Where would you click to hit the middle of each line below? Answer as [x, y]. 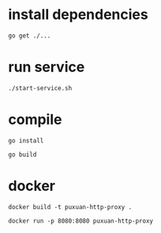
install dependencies [78, 15]
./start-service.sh [40, 88]
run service [47, 67]
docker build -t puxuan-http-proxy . [70, 207]
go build [22, 155]
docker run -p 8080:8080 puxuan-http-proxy [81, 221]
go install [26, 140]
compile [35, 120]
